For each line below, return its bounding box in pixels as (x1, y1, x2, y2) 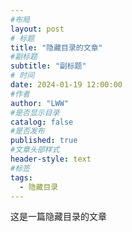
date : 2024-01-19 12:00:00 (10, 80, 123, 90)
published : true (10, 136, 78, 146)
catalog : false (10, 117, 74, 127)
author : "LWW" (10, 98, 70, 108)
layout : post (10, 24, 65, 34)
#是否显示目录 (10, 107, 60, 118)
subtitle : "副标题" (10, 61, 87, 71)
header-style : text (10, 154, 92, 164)
